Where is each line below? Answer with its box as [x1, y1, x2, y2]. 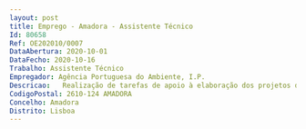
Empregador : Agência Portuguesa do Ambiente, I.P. [9, 73, 206, 82]
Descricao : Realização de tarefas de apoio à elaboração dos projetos [9, 81, 291, 90]
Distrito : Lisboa [9, 106, 76, 115]
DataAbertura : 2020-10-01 [9, 47, 107, 56]
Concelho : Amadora [9, 97, 79, 107]
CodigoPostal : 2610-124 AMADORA [9, 89, 132, 98]
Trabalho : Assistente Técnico [9, 64, 125, 74]
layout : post [9, 13, 59, 23]
